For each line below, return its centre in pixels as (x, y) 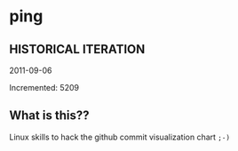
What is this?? (49, 116)
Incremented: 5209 (44, 87)
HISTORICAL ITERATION (77, 49)
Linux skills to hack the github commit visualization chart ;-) (120, 137)
